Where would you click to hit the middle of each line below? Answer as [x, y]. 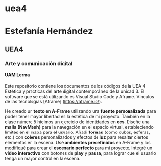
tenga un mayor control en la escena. [43, 158]
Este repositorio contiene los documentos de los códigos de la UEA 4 [75, 86]
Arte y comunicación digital [39, 63]
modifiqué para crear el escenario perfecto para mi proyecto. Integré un [79, 148]
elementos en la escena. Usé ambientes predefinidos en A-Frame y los [78, 142]
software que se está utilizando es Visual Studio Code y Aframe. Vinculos [80, 96]
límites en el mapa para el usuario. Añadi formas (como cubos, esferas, [78, 132]
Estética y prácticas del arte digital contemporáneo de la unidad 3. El [75, 91]
